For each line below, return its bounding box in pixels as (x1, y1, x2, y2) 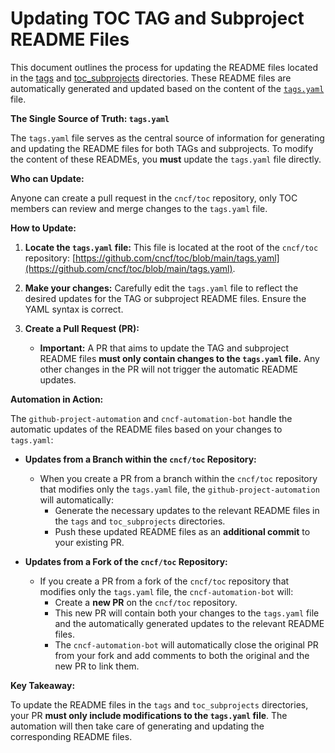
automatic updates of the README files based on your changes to (10, 423, 283, 435)
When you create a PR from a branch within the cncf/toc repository (39, 472, 318, 484)
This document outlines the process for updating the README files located (10, 61, 319, 73)
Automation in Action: (10, 393, 104, 405)
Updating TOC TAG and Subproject (10, 7, 305, 30)
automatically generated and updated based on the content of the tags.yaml (10, 82, 325, 94)
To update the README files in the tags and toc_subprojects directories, (10, 698, 309, 711)
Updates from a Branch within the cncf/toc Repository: (24, 453, 257, 465)
